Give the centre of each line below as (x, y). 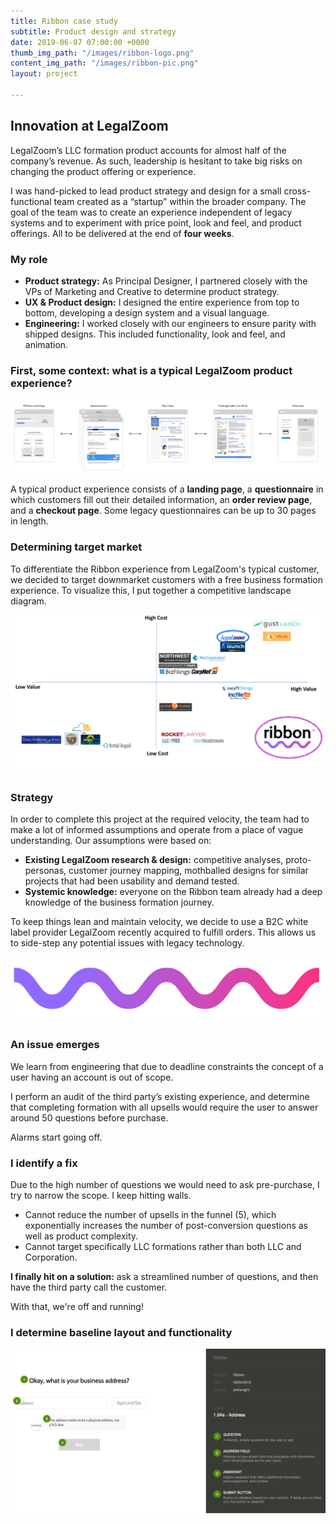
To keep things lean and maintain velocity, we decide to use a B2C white (159, 922)
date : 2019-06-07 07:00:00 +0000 (80, 42)
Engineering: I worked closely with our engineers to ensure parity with (170, 323)
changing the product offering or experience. (103, 171)
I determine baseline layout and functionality (121, 1332)
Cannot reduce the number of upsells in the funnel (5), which (150, 1214)
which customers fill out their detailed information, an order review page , (161, 500)
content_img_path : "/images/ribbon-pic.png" (104, 63)
